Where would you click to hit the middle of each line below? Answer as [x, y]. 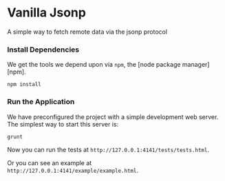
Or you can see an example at [50, 162]
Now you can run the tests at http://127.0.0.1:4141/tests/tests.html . [108, 149]
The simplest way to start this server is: [63, 124]
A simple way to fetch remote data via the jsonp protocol [87, 32]
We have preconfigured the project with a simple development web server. [113, 117]
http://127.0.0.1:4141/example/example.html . [73, 170]
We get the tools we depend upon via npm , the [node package [94, 65]
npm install [24, 85]
